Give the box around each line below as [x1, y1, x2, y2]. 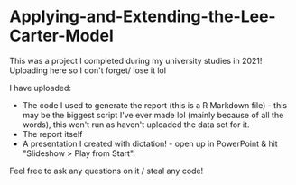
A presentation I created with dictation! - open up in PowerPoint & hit [22, 138, 278, 149]
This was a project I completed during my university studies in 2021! [9, 55, 263, 66]
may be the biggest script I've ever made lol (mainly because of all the [22, 109, 284, 120]
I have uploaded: [9, 82, 72, 93]
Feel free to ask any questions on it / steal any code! [9, 165, 204, 176]
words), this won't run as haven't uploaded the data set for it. [22, 119, 250, 130]
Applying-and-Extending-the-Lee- [9, 6, 277, 27]
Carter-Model [9, 25, 115, 46]
